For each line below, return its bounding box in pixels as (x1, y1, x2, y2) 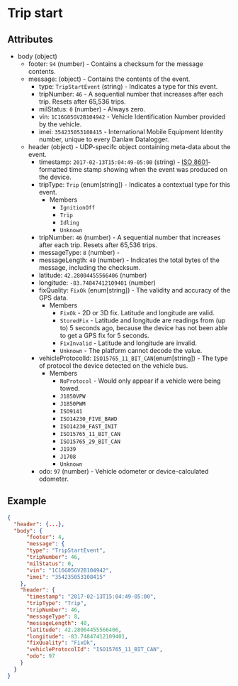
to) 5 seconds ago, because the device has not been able (59, 324, 228, 332)
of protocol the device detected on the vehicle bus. (38, 361, 188, 370)
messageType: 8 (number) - (38, 249, 120, 256)
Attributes (7, 33, 53, 45)
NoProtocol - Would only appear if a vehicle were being (59, 376, 221, 385)
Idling (59, 219, 79, 227)
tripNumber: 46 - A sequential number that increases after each (38, 90, 224, 98)
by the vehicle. (38, 120, 82, 129)
